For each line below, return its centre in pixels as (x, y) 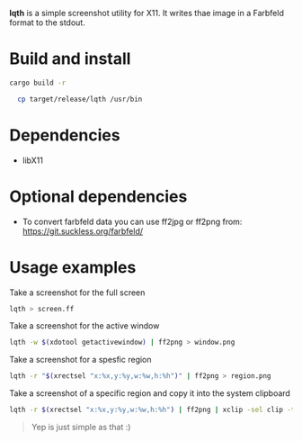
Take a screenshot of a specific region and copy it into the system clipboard (150, 393)
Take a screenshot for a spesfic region (80, 360)
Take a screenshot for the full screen (77, 292)
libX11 (32, 160)
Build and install (70, 59)
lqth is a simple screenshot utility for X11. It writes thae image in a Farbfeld (147, 13)
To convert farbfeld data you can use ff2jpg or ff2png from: (132, 221)
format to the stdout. (47, 22)
